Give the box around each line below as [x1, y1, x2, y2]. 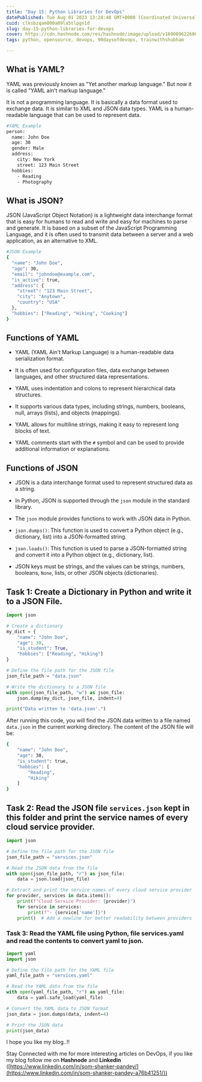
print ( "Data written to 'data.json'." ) [6, 706, 106, 712]
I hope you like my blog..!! [6, 1039, 70, 1046]
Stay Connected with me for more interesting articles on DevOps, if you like [6, 1050, 193, 1057]
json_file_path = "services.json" [6, 854, 93, 860]
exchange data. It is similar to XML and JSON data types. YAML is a [6, 105, 173, 112]
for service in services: [17, 904, 82, 910]
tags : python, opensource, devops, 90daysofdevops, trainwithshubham [6, 37, 185, 43]
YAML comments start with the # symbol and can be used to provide [14, 439, 185, 446]
